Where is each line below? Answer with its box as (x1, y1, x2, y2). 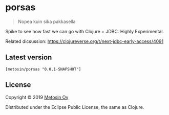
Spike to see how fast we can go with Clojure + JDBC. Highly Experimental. (5, 28, 164, 34)
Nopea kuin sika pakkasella (17, 18, 76, 25)
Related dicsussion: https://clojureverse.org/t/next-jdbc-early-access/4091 (5, 38, 164, 44)
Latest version (5, 53, 52, 62)
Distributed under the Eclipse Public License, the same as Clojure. (5, 104, 144, 110)
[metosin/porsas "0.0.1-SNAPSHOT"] (5, 66, 81, 72)
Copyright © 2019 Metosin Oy (5, 94, 69, 100)
